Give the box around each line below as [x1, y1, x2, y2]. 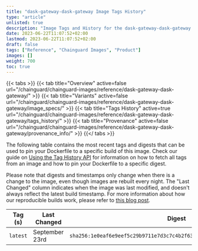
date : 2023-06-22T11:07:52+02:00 [6, 31, 88, 37]
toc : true [6, 63, 31, 70]
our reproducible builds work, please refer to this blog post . [6, 197, 150, 204]
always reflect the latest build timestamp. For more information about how [6, 190, 186, 198]
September [33, 228, 64, 236]
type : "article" [6, 14, 46, 20]
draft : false [6, 42, 38, 48]
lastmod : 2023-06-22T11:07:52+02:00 [6, 36, 96, 42]
